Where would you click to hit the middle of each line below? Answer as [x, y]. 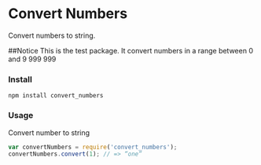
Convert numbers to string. [52, 35]
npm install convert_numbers [56, 96]
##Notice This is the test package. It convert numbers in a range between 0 [131, 50]
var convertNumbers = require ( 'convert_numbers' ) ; [93, 147]
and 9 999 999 [32, 59]
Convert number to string [49, 132]
